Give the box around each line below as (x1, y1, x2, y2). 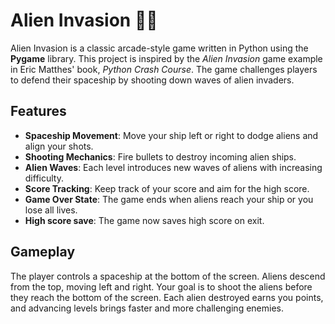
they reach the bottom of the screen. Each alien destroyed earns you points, (10, 291, 324, 303)
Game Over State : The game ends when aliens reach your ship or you (24, 193, 314, 205)
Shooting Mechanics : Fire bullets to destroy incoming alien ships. (24, 150, 297, 163)
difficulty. (24, 172, 64, 184)
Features (10, 103, 67, 120)
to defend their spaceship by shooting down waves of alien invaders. (10, 74, 295, 86)
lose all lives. (24, 204, 78, 216)
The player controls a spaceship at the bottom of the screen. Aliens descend (10, 270, 326, 282)
